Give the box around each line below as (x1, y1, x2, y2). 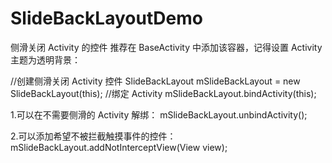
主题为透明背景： (10, 53, 81, 66)
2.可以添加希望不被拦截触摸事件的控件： (10, 130, 177, 142)
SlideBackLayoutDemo (10, 7, 203, 30)
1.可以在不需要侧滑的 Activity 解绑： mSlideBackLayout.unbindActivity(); (10, 108, 308, 121)
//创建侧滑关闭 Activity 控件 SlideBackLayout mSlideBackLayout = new (10, 75, 301, 87)
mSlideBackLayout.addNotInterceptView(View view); (10, 141, 228, 153)
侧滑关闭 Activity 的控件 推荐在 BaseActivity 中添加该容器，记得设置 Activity (10, 41, 323, 53)
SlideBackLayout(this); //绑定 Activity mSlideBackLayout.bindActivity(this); (10, 87, 317, 99)
